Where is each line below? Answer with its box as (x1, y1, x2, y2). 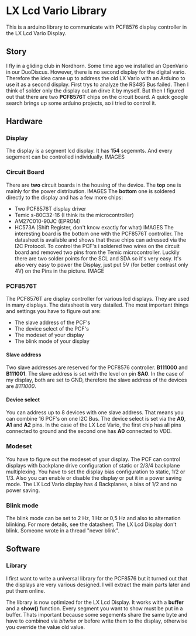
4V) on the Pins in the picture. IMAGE (14, 267, 105, 274)
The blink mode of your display (14, 338, 90, 345)
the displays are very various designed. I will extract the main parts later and (6, 581, 190, 588)
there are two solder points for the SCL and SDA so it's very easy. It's (14, 255, 182, 262)
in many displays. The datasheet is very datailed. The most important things (6, 301, 189, 308)
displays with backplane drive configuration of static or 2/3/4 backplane (6, 462, 180, 469)
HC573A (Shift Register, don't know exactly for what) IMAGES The (14, 224, 174, 231)
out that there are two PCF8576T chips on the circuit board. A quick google (6, 93, 188, 100)
